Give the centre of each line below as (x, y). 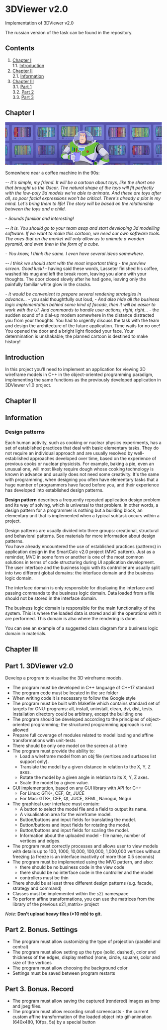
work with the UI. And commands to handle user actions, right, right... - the (82, 310)
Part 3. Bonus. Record (40, 989)
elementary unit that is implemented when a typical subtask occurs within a (83, 516)
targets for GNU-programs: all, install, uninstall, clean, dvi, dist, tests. (83, 709)
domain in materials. (26, 634)
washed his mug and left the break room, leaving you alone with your (76, 274)
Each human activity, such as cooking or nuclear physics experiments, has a (83, 443)
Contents (20, 48)
